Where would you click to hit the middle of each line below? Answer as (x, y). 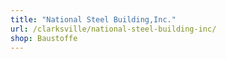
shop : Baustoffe (44, 38)
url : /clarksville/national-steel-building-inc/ (113, 29)
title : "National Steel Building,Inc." (93, 19)
